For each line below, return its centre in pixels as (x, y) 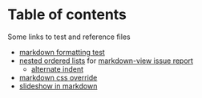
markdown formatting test (62, 52)
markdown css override (58, 77)
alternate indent (57, 69)
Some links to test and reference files (69, 37)
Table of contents (67, 15)
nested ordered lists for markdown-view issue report (106, 61)
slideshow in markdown (58, 86)
